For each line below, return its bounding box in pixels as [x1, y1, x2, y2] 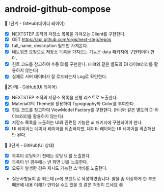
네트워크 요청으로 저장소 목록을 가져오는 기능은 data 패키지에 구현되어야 [11, 49, 149, 55]
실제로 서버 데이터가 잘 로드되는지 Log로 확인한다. [11, 74, 108, 79]
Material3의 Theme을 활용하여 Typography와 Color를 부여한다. [11, 101, 136, 107]
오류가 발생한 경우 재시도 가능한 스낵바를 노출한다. [11, 165, 108, 171]
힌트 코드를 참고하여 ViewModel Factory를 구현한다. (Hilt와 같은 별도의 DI [11, 107, 154, 113]
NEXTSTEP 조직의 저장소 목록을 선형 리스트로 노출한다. [11, 95, 118, 101]
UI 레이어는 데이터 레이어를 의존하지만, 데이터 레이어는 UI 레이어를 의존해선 [11, 125, 156, 131]
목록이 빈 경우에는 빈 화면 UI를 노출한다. [11, 159, 88, 165]
